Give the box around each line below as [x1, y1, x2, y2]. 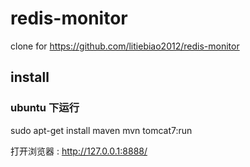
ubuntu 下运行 [10, 101, 80, 115]
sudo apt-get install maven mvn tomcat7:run [10, 124, 193, 136]
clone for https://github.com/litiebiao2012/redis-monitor [10, 40, 240, 52]
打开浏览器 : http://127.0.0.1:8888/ [10, 145, 148, 157]
